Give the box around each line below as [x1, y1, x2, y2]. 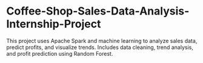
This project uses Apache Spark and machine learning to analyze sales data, [6, 37, 198, 44]
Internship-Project [6, 17, 101, 31]
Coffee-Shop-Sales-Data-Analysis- [6, 4, 190, 18]
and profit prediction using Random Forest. [6, 50, 113, 57]
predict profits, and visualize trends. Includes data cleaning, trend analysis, [6, 44, 194, 51]
